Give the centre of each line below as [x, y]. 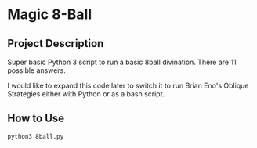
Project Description [56, 43]
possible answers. [36, 70]
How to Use [36, 119]
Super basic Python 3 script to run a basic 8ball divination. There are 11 [122, 62]
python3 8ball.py [36, 136]
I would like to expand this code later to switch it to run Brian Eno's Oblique [128, 85]
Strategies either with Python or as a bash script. [86, 94]
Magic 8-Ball [50, 14]
